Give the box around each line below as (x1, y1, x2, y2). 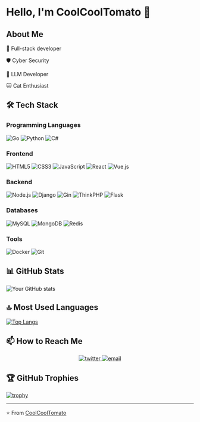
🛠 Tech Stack (6, 100, 58, 110)
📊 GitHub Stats (6, 266, 64, 277)
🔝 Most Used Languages (6, 302, 99, 312)
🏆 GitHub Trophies (6, 373, 79, 383)
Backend (6, 178, 33, 186)
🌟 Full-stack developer (6, 45, 61, 52)
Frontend (6, 149, 33, 157)
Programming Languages (6, 121, 82, 129)
